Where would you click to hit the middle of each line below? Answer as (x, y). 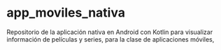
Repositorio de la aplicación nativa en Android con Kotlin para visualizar (110, 32)
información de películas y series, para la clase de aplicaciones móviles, (110, 39)
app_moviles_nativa (66, 13)
